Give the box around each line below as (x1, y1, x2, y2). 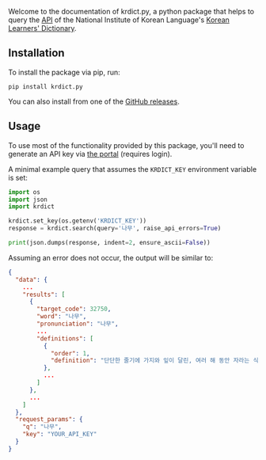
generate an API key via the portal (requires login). (8, 149, 173, 158)
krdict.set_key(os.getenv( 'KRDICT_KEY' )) (8, 217, 147, 225)
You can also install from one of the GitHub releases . (8, 97, 180, 106)
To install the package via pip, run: (8, 67, 120, 77)
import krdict (8, 203, 55, 211)
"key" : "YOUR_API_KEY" (22, 431, 97, 439)
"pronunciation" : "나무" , (36, 320, 119, 328)
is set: (8, 173, 28, 182)
